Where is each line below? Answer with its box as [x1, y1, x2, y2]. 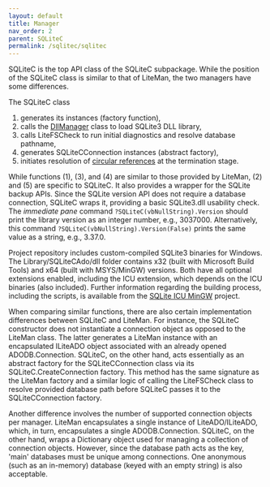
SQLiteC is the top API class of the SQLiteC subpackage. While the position [8, 64, 259, 74]
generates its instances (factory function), [19, 113, 161, 123]
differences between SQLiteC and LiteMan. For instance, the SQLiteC [8, 316, 239, 325]
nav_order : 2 [8, 27, 53, 35]
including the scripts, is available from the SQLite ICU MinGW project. [8, 291, 241, 301]
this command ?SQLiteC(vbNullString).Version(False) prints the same [8, 224, 246, 234]
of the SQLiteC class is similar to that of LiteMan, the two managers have [8, 73, 251, 83]
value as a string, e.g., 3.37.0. [8, 232, 106, 242]
